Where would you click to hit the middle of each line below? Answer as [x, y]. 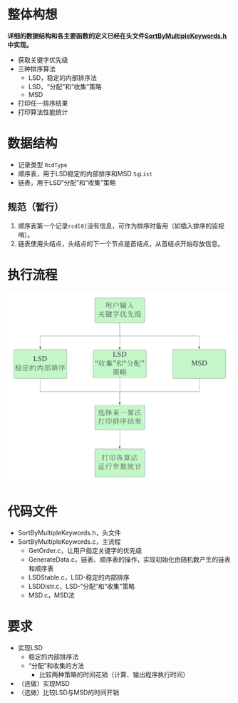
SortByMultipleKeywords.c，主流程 [69, 542]
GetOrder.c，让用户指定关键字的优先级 [85, 551]
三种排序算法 [36, 69]
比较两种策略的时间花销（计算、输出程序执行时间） [114, 674]
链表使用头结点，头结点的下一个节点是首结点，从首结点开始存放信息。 [121, 243]
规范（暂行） [36, 207]
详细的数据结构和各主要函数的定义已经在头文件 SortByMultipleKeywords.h [117, 36]
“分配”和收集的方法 [56, 666]
